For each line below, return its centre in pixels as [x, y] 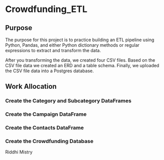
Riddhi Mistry [19, 152]
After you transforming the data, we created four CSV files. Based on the [80, 60]
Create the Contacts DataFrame [45, 128]
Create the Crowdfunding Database [49, 141]
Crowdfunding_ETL [46, 9]
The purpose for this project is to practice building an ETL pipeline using [80, 40]
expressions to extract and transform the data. [53, 50]
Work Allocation [31, 87]
